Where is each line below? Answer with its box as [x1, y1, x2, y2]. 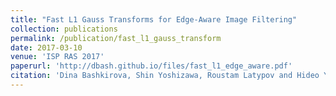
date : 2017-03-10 [10, 42, 83, 53]
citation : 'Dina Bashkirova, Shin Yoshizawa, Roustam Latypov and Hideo [10, 71, 320, 81]
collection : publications [10, 24, 118, 34]
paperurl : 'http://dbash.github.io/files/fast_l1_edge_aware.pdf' [10, 61, 293, 71]
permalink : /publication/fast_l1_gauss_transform [10, 33, 222, 43]
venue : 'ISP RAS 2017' [10, 52, 105, 62]
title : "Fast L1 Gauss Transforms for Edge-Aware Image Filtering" [10, 14, 298, 25]
